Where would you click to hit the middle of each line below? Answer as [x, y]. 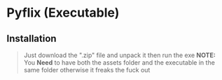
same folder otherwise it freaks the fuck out [87, 70]
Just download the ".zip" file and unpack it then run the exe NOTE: [120, 55]
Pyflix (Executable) [63, 13]
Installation [32, 39]
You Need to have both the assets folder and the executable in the [119, 63]
